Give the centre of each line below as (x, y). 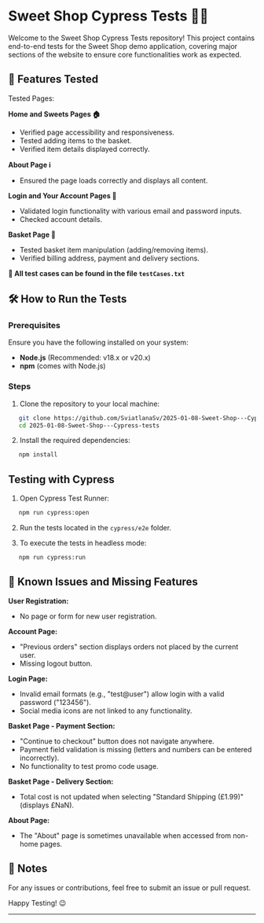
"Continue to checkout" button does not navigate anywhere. (117, 741)
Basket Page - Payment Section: (62, 725)
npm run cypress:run (52, 558)
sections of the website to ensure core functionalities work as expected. (125, 54)
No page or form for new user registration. (88, 616)
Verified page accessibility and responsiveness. (97, 132)
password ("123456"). (55, 702)
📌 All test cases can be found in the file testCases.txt (97, 273)
